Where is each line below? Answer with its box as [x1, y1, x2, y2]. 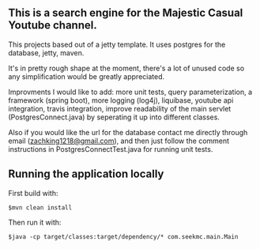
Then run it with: [8, 217, 62, 227]
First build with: [8, 188, 58, 198]
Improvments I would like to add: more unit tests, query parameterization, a [8, 87, 253, 96]
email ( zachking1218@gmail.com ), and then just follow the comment [8, 136, 230, 145]
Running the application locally [8, 168, 164, 181]
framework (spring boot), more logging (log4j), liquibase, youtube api [8, 95, 234, 105]
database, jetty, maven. [8, 47, 85, 58]
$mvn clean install [8, 203, 73, 212]
